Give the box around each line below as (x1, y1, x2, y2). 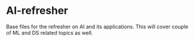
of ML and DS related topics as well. (6, 29, 93, 36)
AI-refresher (6, 4, 69, 17)
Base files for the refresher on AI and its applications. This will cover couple (6, 23, 189, 30)
